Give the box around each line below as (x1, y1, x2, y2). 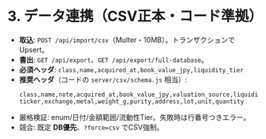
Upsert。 (18, 44, 49, 54)
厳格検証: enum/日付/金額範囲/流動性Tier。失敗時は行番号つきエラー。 (18, 112, 251, 122)
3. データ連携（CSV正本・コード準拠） (7, 7, 264, 25)
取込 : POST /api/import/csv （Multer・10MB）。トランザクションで (18, 35, 236, 44)
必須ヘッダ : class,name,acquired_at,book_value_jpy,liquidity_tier (18, 64, 244, 74)
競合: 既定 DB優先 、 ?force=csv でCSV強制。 (18, 122, 164, 132)
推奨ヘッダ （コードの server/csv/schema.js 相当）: (18, 75, 188, 84)
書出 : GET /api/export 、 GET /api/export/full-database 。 (18, 55, 209, 64)
